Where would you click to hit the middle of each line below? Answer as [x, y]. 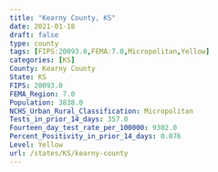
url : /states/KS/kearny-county [69, 153]
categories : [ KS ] [42, 60]
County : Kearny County [52, 69]
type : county [34, 43]
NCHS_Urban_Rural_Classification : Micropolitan [102, 111]
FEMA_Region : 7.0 [42, 94]
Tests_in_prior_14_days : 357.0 [69, 119]
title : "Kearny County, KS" [63, 18]
